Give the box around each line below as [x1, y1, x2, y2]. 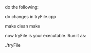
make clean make [5, 23, 40, 29]
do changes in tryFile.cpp [5, 14, 56, 19]
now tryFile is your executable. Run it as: [5, 33, 87, 38]
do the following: [5, 4, 39, 10]
